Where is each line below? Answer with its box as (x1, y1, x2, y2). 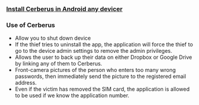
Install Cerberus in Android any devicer (6, 5, 123, 13)
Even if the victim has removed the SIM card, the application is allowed (14, 86, 190, 93)
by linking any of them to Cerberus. (14, 60, 102, 67)
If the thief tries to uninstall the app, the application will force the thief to (14, 41, 194, 48)
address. (14, 79, 37, 86)
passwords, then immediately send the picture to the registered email (14, 73, 186, 80)
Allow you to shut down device (14, 35, 91, 42)
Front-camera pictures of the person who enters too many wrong (14, 67, 176, 74)
